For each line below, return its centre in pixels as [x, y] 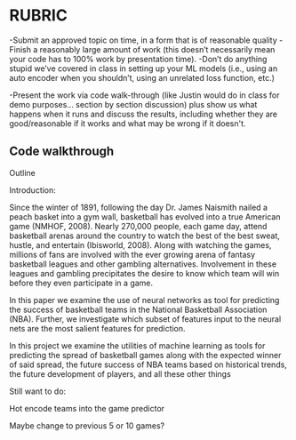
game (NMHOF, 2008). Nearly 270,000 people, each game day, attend [138, 226]
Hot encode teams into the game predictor [87, 408]
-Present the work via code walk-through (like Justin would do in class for [144, 95]
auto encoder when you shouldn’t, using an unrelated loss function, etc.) [142, 77]
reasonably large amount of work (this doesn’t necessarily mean [157, 49]
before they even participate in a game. [81, 283]
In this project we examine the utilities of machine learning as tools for [137, 345]
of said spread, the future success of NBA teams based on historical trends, [148, 364]
